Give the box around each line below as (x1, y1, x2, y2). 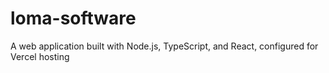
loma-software (10, 7, 137, 30)
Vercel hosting (10, 50, 70, 62)
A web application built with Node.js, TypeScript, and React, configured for (10, 40, 319, 52)
